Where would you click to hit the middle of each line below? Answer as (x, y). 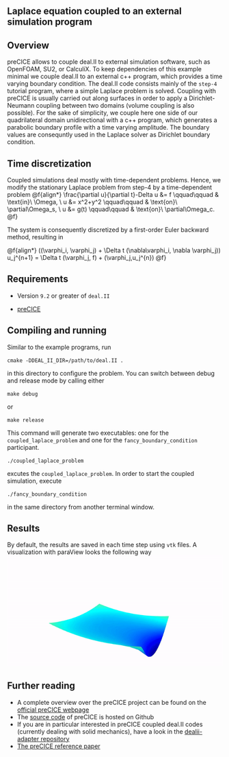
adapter (28, 738)
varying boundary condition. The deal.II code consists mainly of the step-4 (112, 84)
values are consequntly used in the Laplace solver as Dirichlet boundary (109, 135)
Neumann (21, 106)
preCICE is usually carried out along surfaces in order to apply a (97, 98)
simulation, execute (35, 481)
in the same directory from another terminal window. (81, 507)
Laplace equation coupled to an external (95, 11)
